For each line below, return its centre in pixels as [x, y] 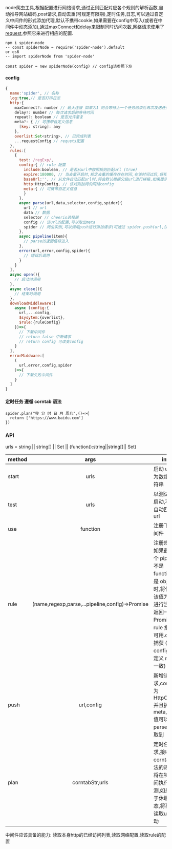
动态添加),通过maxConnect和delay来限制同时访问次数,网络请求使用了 [92, 27]
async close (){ [26, 289]
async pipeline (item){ [43, 237]
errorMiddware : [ [27, 356]
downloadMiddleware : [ [33, 303]
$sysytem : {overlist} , [42, 318]
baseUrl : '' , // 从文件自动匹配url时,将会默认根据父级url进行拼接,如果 [92, 179]
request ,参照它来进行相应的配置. [39, 33]
